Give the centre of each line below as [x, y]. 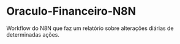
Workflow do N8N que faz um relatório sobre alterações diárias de [90, 28]
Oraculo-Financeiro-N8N [71, 11]
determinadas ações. [33, 34]
